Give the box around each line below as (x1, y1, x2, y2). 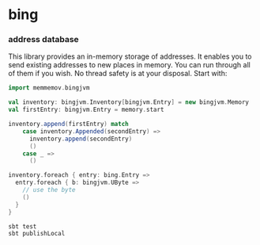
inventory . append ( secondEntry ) (28, 135, 133, 143)
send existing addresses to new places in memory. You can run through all (8, 60, 251, 70)
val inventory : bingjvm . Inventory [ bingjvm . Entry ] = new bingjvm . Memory (8, 98, 249, 106)
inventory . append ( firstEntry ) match (8, 121, 129, 128)
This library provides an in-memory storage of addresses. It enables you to (8, 52, 252, 61)
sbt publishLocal (8, 230, 66, 238)
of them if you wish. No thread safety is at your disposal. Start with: (8, 69, 228, 78)
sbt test (8, 222, 37, 231)
